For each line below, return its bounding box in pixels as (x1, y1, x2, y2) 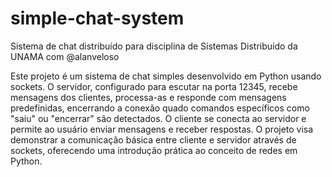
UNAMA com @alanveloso (10, 50, 120, 62)
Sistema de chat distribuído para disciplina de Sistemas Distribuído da (10, 40, 298, 52)
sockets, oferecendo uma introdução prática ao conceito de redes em (10, 144, 298, 156)
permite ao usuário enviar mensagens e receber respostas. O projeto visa (10, 123, 314, 135)
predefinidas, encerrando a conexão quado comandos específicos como (10, 102, 310, 114)
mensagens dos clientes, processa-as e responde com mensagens (10, 91, 287, 103)
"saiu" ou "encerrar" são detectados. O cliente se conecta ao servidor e (10, 112, 307, 124)
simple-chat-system (10, 7, 185, 30)
